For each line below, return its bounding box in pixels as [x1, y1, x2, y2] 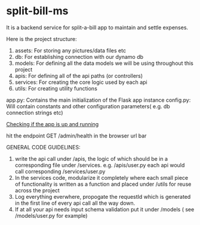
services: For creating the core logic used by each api [14, 79, 147, 86]
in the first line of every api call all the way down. [14, 199, 136, 207]
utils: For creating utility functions [14, 85, 97, 92]
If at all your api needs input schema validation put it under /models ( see [14, 205, 195, 212]
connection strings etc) [6, 109, 64, 116]
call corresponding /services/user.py [14, 168, 106, 175]
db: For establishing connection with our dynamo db [14, 53, 144, 60]
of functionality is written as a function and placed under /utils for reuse [14, 180, 192, 187]
